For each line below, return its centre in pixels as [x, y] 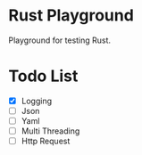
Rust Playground [71, 16]
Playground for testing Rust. [60, 40]
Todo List [43, 76]
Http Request [46, 141]
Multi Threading [50, 131]
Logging [37, 101]
